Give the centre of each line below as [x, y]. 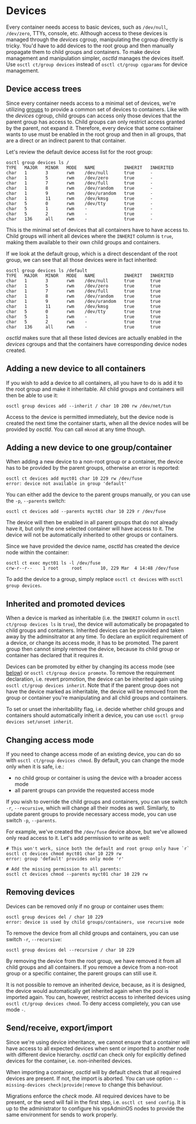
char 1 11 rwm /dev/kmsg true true [83, 306]
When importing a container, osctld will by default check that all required [94, 1072]
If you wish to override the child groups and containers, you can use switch [97, 802]
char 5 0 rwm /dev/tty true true [83, 312]
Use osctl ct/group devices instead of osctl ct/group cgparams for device [97, 64]
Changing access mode [50, 740]
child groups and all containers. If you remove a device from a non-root [92, 967]
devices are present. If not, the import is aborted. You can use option [89, 1078]
